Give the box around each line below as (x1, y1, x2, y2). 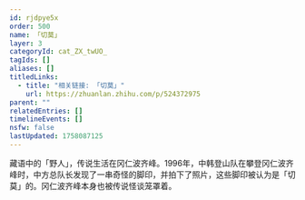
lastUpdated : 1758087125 (9, 132, 103, 141)
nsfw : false (9, 124, 54, 133)
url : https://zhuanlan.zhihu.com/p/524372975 (25, 89, 202, 98)
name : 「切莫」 (9, 30, 62, 39)
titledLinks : (9, 73, 59, 82)
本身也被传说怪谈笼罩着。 (80, 180, 177, 191)
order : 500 (9, 22, 51, 31)
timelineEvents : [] (9, 115, 84, 124)
